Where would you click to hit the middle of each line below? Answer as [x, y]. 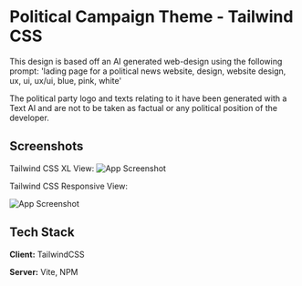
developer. [30, 117]
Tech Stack [42, 233]
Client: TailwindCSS [47, 254]
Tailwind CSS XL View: [52, 168]
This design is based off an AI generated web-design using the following [146, 61]
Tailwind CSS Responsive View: [68, 186]
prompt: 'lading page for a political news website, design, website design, [148, 71]
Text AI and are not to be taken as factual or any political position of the [144, 107]
